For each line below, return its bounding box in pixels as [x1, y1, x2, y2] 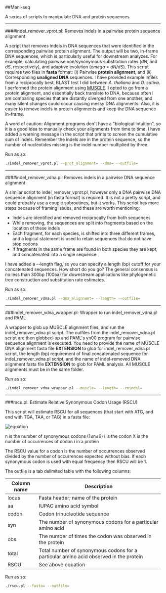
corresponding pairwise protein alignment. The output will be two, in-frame [5, 48, 158, 54]
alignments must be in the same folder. [5, 366, 84, 372]
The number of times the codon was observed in [39, 533, 152, 540]
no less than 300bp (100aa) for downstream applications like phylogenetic [5, 272, 157, 277]
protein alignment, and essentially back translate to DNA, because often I [5, 90, 154, 96]
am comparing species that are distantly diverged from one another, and [5, 95, 153, 101]
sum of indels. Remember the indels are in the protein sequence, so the [5, 137, 151, 142]
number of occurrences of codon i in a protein [5, 438, 99, 444]
